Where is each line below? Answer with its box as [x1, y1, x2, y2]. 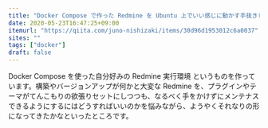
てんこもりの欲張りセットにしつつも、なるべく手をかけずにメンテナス [29, 91, 259, 100]
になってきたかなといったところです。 [8, 111, 133, 120]
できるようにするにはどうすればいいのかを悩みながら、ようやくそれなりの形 [8, 101, 260, 111]
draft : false [8, 48, 52, 56]
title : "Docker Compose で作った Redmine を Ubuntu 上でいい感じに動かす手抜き [8, 11, 258, 20]
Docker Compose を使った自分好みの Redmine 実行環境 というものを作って [8, 72, 256, 80]
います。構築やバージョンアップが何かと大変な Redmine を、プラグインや [8, 81, 250, 91]
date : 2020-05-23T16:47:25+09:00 [8, 19, 120, 27]
